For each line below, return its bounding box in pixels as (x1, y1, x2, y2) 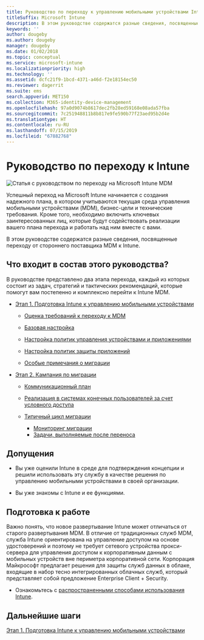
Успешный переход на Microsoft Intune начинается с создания (6, 191, 168, 198)
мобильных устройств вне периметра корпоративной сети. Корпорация (6, 556, 195, 563)
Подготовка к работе (6, 507, 90, 517)
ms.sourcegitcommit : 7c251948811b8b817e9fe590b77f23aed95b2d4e (6, 111, 170, 117)
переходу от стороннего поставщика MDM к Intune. (6, 241, 141, 249)
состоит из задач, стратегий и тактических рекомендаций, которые (6, 282, 183, 289)
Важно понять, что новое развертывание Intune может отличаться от (6, 523, 187, 531)
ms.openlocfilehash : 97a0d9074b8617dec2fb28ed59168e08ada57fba (6, 105, 170, 111)
